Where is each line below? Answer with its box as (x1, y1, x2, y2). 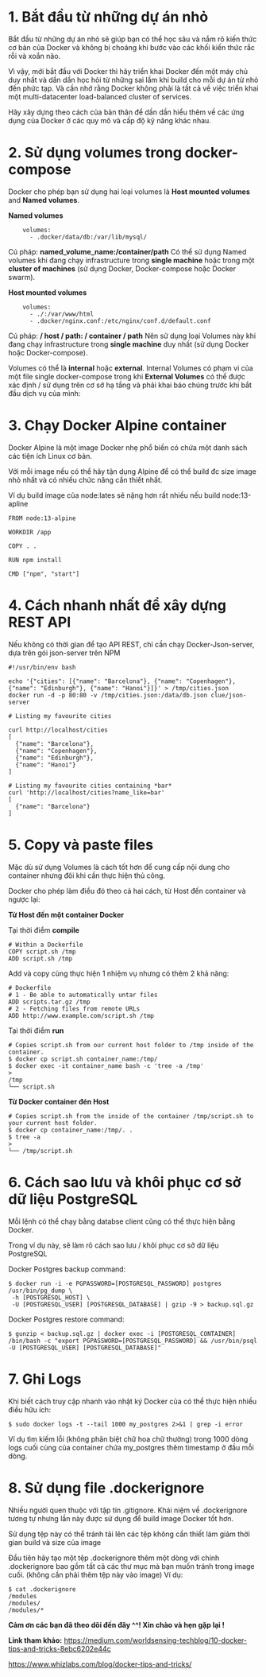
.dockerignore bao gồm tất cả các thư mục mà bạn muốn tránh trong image (8, 1561, 255, 1570)
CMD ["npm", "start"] (8, 569, 80, 578)
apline (8, 499, 29, 508)
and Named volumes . (8, 195, 79, 204)
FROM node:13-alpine (8, 514, 77, 522)
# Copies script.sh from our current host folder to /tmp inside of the (8, 1041, 254, 1049)
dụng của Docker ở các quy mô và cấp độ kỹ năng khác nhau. (8, 115, 212, 125)
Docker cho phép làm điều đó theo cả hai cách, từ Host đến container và (8, 886, 246, 895)
